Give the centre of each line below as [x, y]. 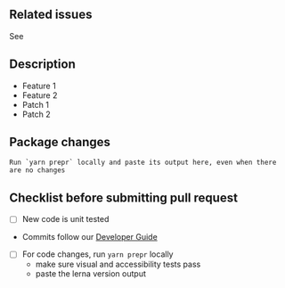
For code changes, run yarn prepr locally [98, 254]
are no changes [37, 170]
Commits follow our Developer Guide [90, 237]
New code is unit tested [65, 219]
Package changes [60, 142]
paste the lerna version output [91, 274]
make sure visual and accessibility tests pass [118, 264]
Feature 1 [39, 86]
